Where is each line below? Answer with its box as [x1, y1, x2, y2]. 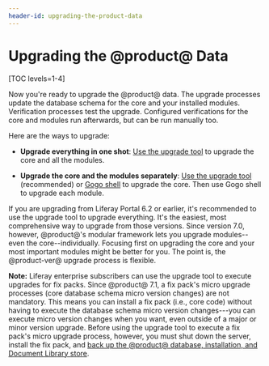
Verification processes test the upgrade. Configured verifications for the [8, 106, 249, 116]
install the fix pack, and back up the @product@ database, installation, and [8, 339, 258, 349]
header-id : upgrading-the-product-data [8, 11, 143, 20]
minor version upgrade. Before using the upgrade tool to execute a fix [8, 322, 241, 332]
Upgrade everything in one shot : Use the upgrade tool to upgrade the [19, 147, 254, 156]
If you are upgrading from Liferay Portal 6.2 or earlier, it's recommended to [8, 203, 257, 213]
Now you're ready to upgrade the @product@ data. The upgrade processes [8, 89, 261, 99]
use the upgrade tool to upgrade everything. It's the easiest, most [8, 212, 227, 222]
